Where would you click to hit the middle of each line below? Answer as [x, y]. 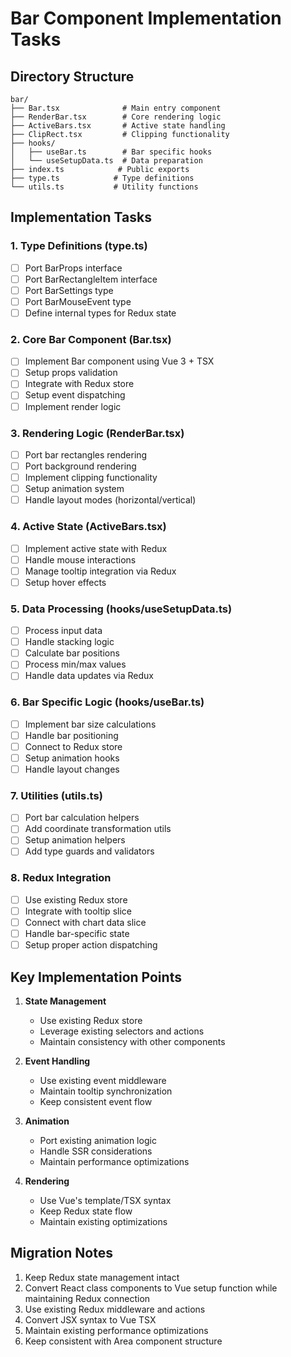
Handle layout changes [72, 769]
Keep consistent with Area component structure [123, 1341]
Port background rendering [80, 466]
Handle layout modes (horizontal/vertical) [110, 500]
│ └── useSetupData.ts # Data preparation [106, 161]
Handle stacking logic [69, 642]
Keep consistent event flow [96, 1101]
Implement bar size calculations [90, 724]
